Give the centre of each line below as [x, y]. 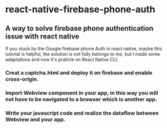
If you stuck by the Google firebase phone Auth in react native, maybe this [84, 49]
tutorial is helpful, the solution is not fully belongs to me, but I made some [83, 54]
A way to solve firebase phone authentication [79, 28]
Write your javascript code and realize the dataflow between [82, 113]
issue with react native [42, 36]
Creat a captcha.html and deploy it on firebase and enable [79, 73]
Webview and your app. [35, 119]
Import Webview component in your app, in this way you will [82, 93]
